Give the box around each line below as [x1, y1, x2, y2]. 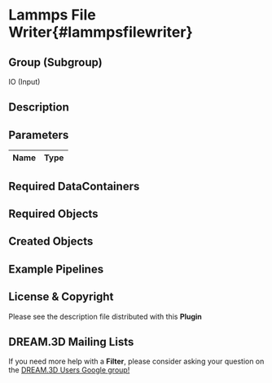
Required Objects [8, 207, 99, 220]
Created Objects [8, 234, 94, 249]
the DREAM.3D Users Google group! [8, 365, 130, 375]
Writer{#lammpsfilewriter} [8, 23, 193, 41]
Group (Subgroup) [8, 55, 103, 69]
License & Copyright [8, 290, 114, 304]
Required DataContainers [8, 179, 140, 193]
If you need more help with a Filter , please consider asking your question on [8, 356, 265, 367]
